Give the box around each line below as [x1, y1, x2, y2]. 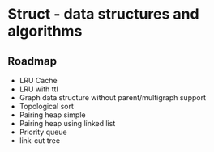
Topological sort [19, 102, 75, 111]
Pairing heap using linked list [19, 119, 116, 128]
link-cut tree [19, 136, 61, 146]
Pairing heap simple [19, 110, 86, 120]
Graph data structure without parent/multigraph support [19, 93, 207, 102]
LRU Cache [19, 76, 58, 85]
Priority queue [19, 127, 67, 137]
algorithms [7, 22, 83, 40]
